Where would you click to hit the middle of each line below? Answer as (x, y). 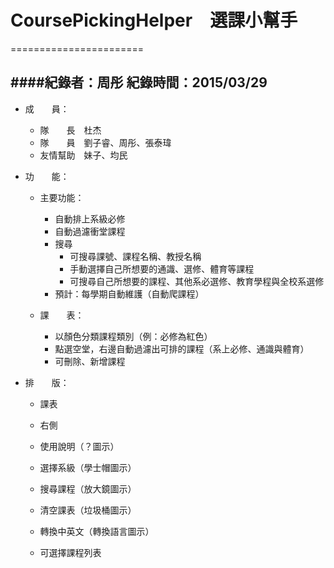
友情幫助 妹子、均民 (83, 155)
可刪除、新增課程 (90, 361)
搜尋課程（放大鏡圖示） (88, 488)
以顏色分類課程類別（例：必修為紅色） (133, 336)
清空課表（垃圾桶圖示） (88, 510)
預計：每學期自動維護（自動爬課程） (129, 293)
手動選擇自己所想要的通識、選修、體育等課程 (162, 268)
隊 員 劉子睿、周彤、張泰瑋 (105, 142)
